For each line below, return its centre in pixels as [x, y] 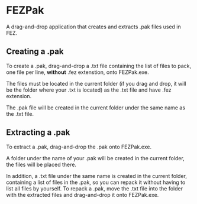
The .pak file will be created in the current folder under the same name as [96, 108]
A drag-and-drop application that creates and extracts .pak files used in [94, 27]
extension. [19, 96]
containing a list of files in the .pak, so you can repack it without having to [96, 182]
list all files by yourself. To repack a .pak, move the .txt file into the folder [95, 188]
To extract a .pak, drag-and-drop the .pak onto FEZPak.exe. [79, 147]
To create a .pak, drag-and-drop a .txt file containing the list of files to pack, [99, 66]
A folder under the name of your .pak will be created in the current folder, [95, 158]
